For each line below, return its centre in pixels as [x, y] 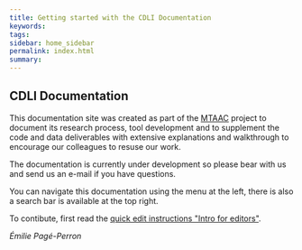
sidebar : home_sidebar [52, 43]
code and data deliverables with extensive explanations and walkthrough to [149, 137]
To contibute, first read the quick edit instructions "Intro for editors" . [135, 218]
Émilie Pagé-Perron [46, 236]
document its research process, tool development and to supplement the [144, 127]
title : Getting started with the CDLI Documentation [110, 18]
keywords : [28, 26]
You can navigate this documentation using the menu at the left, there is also [151, 191]
